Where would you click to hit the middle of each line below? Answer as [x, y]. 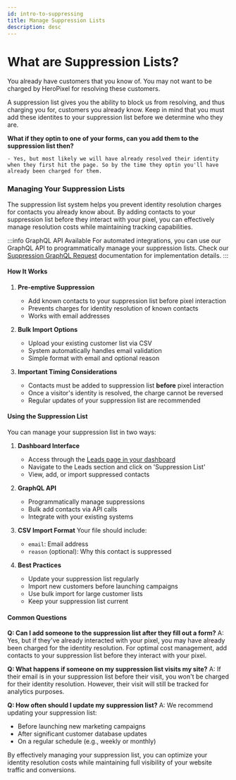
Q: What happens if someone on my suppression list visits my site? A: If [114, 669]
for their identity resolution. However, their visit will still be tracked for [108, 684]
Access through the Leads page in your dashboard [102, 459]
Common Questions [37, 617]
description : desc [34, 27]
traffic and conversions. [42, 770]
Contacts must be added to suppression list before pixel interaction [126, 385]
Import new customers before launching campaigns [103, 586]
